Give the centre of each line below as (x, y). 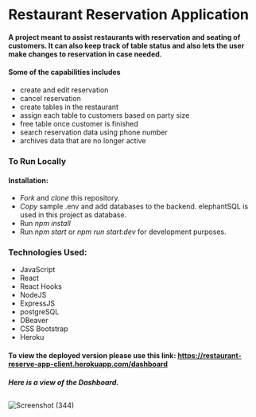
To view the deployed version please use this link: (92, 355)
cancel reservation (50, 98)
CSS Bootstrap (44, 329)
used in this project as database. (73, 215)
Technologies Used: (48, 252)
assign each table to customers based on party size (105, 115)
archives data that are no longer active (83, 140)
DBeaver (34, 321)
